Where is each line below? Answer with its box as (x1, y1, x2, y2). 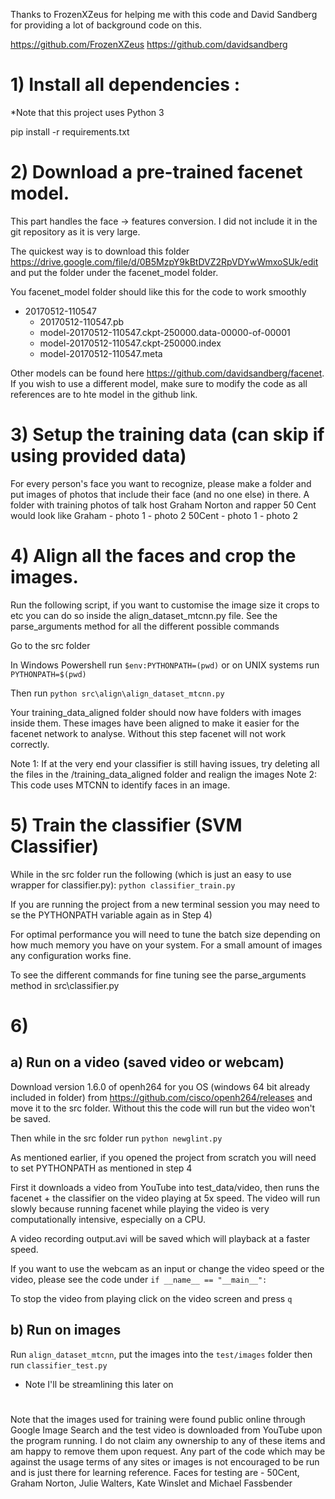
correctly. (10, 738, 50, 750)
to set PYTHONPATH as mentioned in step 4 (10, 1162, 193, 1174)
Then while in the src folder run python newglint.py (10, 1132, 223, 1144)
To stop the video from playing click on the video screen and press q (10, 1292, 293, 1304)
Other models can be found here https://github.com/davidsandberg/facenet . (10, 367, 325, 379)
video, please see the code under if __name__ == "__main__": (10, 1273, 268, 1285)
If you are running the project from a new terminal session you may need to (10, 898, 320, 910)
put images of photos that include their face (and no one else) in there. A (10, 488, 310, 500)
